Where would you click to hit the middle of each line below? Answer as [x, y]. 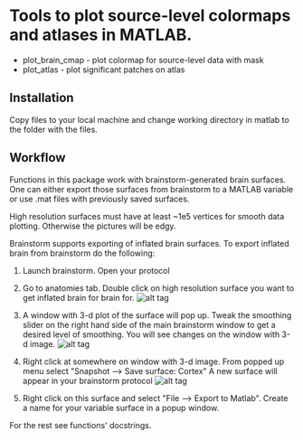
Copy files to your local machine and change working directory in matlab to [149, 119]
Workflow [38, 158]
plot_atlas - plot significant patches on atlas [104, 70]
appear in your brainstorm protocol [88, 380]
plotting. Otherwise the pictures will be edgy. [93, 226]
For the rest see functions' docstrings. [80, 425]
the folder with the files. [53, 129]
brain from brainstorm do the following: [82, 253]
